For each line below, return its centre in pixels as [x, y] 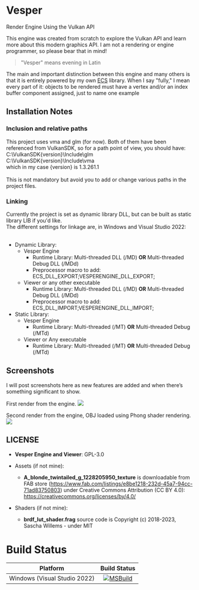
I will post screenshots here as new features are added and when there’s [94, 385]
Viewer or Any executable [55, 339]
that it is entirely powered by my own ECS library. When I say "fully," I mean [98, 80]
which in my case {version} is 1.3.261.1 [53, 167]
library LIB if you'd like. [34, 220]
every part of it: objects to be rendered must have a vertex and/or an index [97, 86]
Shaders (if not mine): [41, 508]
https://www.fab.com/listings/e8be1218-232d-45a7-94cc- [121, 484]
